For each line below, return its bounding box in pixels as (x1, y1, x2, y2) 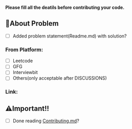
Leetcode (12, 58, 33, 64)
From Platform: (5, 46, 43, 53)
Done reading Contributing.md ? (12, 118, 79, 124)
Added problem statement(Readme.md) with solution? (12, 33, 127, 39)
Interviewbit (12, 69, 38, 76)
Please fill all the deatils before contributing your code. (5, 5, 124, 10)
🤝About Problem (5, 19, 59, 28)
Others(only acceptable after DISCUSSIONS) (12, 75, 107, 81)
